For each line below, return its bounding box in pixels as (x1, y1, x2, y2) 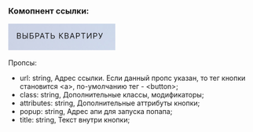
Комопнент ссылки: (8, 5, 90, 16)
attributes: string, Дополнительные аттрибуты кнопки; (19, 98, 200, 108)
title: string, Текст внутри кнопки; (19, 115, 130, 125)
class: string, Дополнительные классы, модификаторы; (19, 90, 204, 100)
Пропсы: (8, 58, 37, 68)
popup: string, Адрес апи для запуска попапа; (19, 107, 173, 116)
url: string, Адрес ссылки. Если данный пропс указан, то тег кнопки (19, 73, 246, 83)
